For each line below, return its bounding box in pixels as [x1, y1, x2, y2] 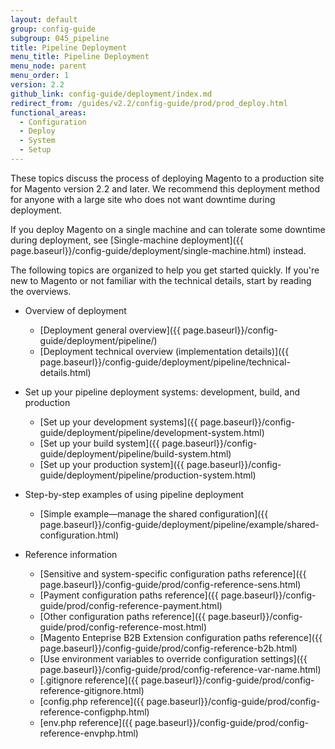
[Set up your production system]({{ [39, 458, 185, 470]
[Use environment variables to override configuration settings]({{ [39, 652, 308, 665]
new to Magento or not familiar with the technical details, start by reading [10, 274, 312, 286]
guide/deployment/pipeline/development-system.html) [39, 426, 265, 438]
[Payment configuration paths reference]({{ [39, 589, 219, 601]
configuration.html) [39, 529, 120, 541]
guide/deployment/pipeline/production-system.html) [39, 469, 257, 481]
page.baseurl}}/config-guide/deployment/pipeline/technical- [39, 356, 291, 368]
